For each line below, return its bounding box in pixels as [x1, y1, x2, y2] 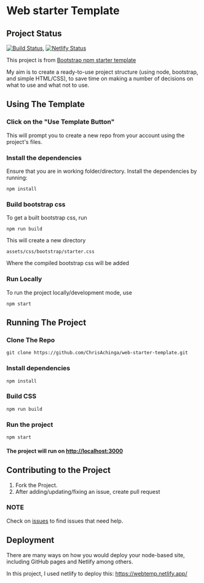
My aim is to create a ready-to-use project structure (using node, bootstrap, [6, 68, 198, 76]
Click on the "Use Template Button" [6, 117, 115, 126]
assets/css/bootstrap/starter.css [6, 248, 95, 255]
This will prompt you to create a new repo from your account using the [6, 132, 185, 139]
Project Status [6, 28, 63, 39]
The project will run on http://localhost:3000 [6, 447, 124, 454]
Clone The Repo [6, 336, 55, 344]
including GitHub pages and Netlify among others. [6, 558, 133, 565]
